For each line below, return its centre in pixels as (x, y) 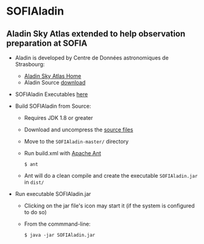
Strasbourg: (30, 64)
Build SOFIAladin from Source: (53, 106)
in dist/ (34, 182)
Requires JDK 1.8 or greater (59, 118)
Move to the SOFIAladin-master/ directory (76, 141)
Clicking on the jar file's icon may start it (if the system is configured (110, 206)
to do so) (36, 212)
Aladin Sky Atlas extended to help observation (96, 34)
